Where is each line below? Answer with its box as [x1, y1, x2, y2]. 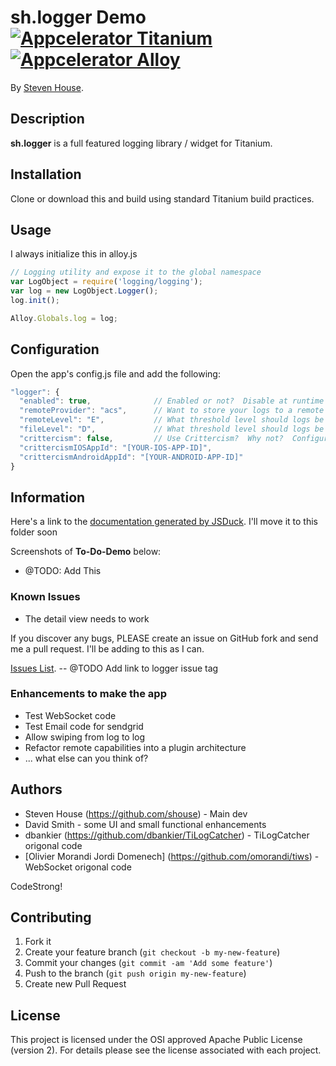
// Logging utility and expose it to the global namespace [10, 267, 262, 278]
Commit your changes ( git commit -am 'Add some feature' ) [24, 957, 273, 969]
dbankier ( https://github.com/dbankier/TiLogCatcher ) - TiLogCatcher [24, 829, 310, 841]
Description [10, 111, 85, 128]
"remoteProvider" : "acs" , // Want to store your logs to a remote [19, 406, 325, 416]
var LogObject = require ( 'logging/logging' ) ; [10, 277, 203, 287]
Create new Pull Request [24, 978, 127, 990]
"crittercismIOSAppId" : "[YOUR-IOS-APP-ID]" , [19, 442, 213, 453]
